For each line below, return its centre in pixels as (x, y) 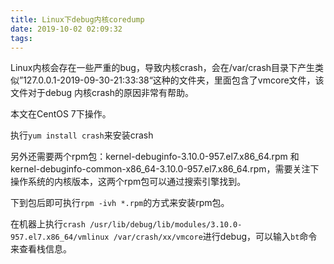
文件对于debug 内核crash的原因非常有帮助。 (102, 93)
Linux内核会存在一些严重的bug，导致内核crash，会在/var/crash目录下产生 (163, 68)
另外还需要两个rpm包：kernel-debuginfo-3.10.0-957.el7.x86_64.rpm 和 (155, 157)
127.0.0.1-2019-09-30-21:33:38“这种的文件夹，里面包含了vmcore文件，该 (174, 80)
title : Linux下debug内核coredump (77, 19)
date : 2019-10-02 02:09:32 (66, 29)
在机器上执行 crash (48, 224)
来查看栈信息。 (41, 249)
